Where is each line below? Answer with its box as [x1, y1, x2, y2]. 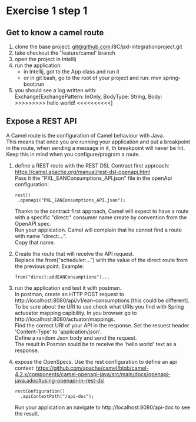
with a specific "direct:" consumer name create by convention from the [14, 213, 187, 221]
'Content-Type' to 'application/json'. [14, 328, 102, 335]
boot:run [23, 81, 45, 88]
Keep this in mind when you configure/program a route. [6, 150, 141, 158]
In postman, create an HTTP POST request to [14, 290, 125, 297]
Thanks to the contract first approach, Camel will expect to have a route [14, 207, 189, 215]
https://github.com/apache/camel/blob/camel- [36, 364, 149, 371]
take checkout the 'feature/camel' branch [14, 49, 116, 56]
